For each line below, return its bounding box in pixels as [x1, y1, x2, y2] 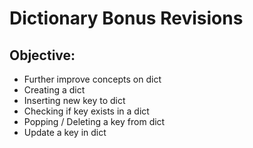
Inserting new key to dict [23, 95, 126, 106]
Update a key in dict [23, 127, 107, 138]
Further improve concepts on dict [23, 73, 162, 85]
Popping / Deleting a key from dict [23, 116, 166, 127]
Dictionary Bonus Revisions [9, 7, 244, 30]
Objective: [9, 47, 76, 64]
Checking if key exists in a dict [23, 105, 150, 117]
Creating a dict [23, 84, 86, 96]
